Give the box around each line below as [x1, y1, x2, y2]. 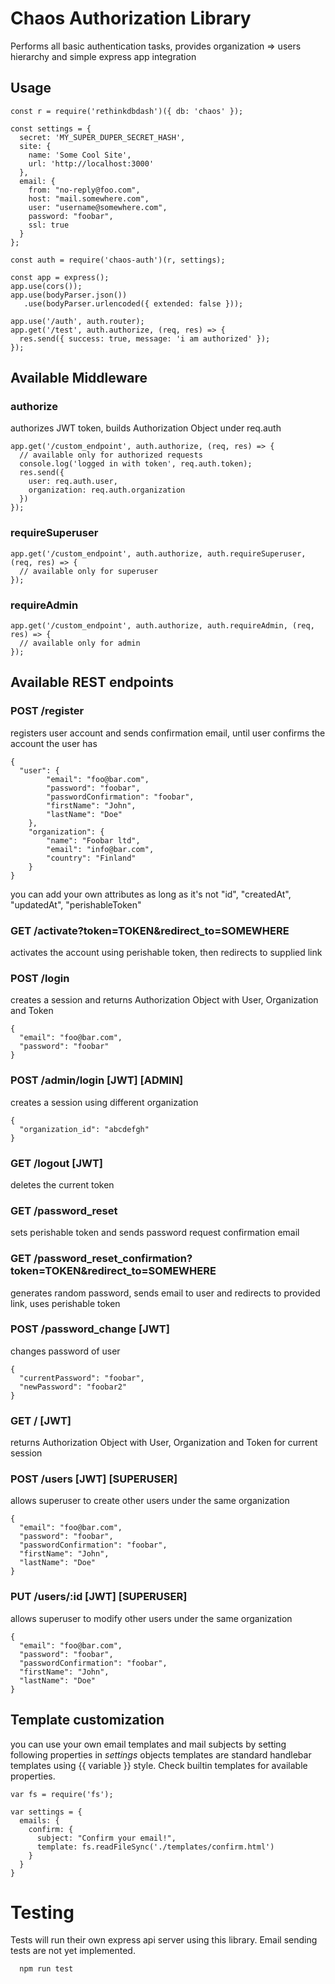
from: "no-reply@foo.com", [28, 185, 141, 195]
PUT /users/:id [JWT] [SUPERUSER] [10, 1590, 188, 1604]
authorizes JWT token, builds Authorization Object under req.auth [10, 422, 282, 434]
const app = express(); [10, 272, 110, 282]
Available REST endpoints [10, 674, 174, 691]
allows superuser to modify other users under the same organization [10, 1612, 293, 1624]
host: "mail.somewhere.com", [28, 193, 150, 204]
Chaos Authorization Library [10, 7, 252, 30]
